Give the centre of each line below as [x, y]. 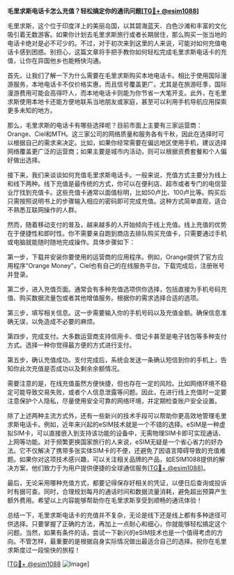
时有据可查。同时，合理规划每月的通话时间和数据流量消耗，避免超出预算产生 [117, 492]
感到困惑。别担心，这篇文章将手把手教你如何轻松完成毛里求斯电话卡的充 [123, 52]
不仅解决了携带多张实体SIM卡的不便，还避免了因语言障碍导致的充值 [123, 450]
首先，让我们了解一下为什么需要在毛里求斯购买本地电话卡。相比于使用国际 [114, 75]
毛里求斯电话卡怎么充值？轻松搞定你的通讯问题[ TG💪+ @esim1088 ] [103, 11]
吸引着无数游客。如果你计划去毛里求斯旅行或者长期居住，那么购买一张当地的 [117, 35]
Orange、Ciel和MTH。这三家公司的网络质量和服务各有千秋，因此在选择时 [113, 134]
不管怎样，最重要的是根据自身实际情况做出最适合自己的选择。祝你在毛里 [123, 541]
